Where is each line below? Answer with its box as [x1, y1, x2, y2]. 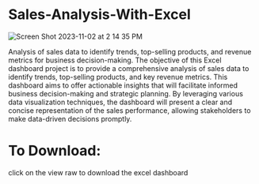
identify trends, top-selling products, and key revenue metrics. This [8, 72, 228, 81]
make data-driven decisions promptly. [8, 114, 132, 123]
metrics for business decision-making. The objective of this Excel [8, 55, 222, 65]
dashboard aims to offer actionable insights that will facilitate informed [8, 81, 238, 90]
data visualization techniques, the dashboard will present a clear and [8, 97, 233, 107]
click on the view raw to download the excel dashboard [8, 167, 189, 177]
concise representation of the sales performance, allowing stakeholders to [8, 105, 251, 115]
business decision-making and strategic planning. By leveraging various [8, 88, 244, 98]
